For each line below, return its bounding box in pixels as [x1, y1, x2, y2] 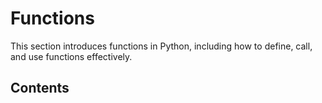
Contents [10, 80, 70, 97]
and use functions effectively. [10, 50, 133, 62]
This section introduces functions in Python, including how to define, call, [10, 40, 313, 52]
